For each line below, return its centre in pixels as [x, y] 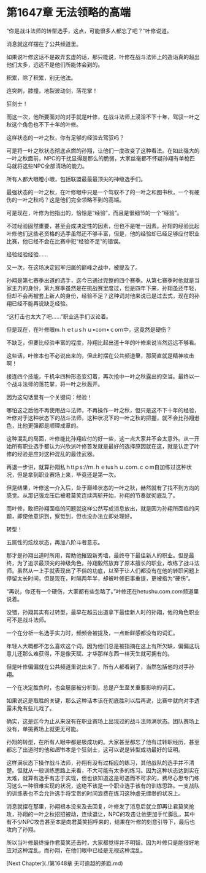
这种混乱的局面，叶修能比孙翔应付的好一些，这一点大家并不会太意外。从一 [100, 438]
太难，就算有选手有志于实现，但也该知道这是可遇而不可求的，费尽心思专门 [100, 778]
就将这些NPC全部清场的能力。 [49, 166]
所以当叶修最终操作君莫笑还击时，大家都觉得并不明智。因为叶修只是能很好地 [103, 842]
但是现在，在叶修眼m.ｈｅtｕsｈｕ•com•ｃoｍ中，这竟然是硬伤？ [89, 329]
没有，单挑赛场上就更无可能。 [44, 729]
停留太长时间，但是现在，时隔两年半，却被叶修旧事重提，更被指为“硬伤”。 [100, 578]
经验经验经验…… [27, 254]
